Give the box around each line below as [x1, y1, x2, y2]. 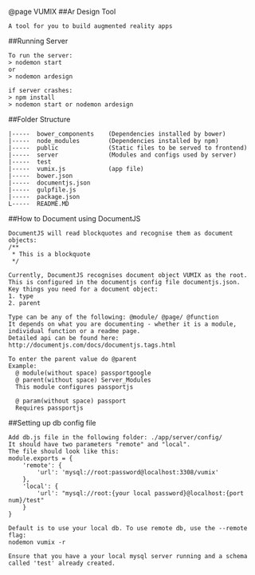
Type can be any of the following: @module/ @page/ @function [8, 313, 219, 321]
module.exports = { [8, 454, 73, 462]
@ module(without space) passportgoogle [15, 369, 151, 377]
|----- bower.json [8, 172, 73, 180]
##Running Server [8, 36, 69, 46]
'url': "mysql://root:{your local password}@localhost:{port [37, 490, 245, 498]
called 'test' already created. [8, 559, 116, 567]
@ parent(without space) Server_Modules [15, 376, 151, 384]
